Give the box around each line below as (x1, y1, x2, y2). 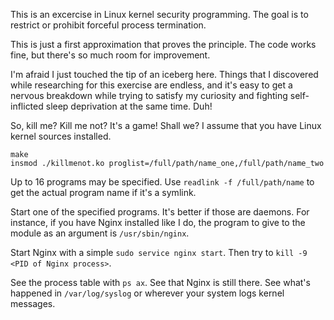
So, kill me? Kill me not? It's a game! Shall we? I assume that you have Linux (10, 120, 322, 131)
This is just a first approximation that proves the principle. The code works (10, 39, 317, 50)
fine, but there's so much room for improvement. (10, 49, 211, 61)
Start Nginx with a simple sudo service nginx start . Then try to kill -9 (10, 247, 308, 258)
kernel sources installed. (10, 130, 112, 142)
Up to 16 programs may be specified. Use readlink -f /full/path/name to (10, 176, 315, 188)
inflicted (10, 100, 44, 112)
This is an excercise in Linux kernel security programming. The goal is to (10, 9, 309, 20)
